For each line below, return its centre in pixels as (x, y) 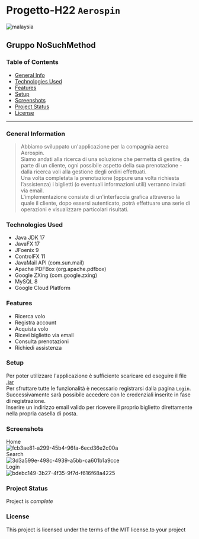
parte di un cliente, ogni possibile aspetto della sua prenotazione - (101, 165)
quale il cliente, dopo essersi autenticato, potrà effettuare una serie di (105, 203)
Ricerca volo (30, 316)
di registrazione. (26, 401)
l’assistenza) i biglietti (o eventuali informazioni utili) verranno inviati (103, 184)
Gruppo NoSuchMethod (51, 45)
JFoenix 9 (27, 250)
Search (15, 454)
